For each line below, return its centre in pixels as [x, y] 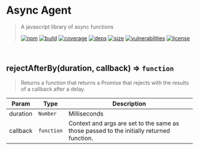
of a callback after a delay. [53, 89]
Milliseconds [86, 113]
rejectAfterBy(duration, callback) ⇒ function [90, 68]
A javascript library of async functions [67, 27]
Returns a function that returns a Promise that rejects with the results [105, 82]
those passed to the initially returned [119, 130]
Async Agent [39, 10]
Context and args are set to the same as [124, 123]
